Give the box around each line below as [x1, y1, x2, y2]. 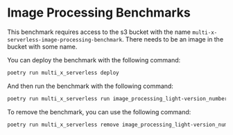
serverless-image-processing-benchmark [7, 36, 123, 43]
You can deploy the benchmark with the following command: [7, 55, 181, 64]
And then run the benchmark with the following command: [7, 82, 173, 90]
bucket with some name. [7, 42, 78, 51]
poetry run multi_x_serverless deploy [7, 69, 119, 76]
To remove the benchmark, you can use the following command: [7, 107, 191, 116]
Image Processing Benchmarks [7, 5, 191, 21]
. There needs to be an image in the [121, 35, 224, 43]
